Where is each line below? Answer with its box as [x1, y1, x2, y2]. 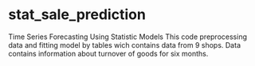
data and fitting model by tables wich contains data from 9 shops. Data [8, 40, 241, 49]
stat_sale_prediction [8, 6, 146, 24]
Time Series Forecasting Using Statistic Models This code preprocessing [8, 32, 247, 41]
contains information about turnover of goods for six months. [8, 49, 209, 58]
